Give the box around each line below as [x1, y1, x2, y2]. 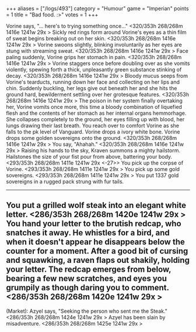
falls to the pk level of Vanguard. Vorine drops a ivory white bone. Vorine [6, 128, 180, 135]
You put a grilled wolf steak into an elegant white [6, 200, 187, 210]
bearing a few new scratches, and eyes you [6, 273, 167, 283]
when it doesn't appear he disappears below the [6, 237, 185, 247]
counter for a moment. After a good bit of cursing [6, 246, 188, 256]
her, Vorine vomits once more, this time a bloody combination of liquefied [6, 104, 183, 110]
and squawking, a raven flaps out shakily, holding [6, 255, 190, 265]
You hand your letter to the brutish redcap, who [6, 219, 182, 229]
